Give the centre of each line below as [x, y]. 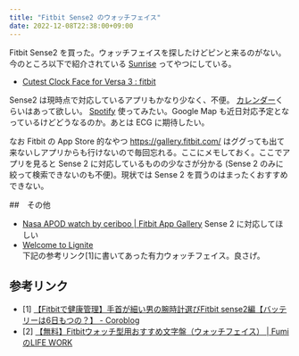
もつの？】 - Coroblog [99, 320]
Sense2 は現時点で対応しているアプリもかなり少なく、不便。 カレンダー [142, 100]
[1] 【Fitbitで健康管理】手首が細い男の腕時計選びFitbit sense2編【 [143, 310]
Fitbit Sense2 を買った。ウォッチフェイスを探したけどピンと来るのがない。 [148, 52]
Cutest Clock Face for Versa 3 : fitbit [89, 81]
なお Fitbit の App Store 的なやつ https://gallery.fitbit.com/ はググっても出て [147, 141]
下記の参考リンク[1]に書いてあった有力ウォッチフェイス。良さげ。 [143, 255]
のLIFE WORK [47, 343]
